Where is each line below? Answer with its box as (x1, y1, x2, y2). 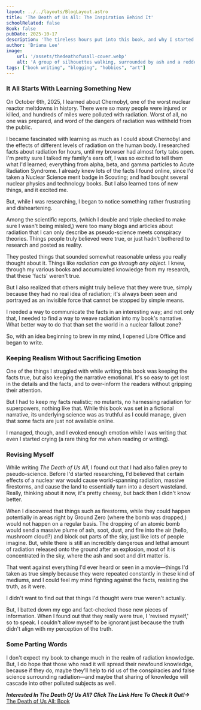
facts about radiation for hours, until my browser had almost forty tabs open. (6, 148, 195, 155)
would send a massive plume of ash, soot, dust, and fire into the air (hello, (6, 526, 188, 534)
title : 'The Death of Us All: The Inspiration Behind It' (6, 14, 154, 20)
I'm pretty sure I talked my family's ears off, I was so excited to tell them (6, 154, 184, 161)
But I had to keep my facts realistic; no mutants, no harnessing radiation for (6, 398, 191, 405)
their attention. (6, 387, 42, 394)
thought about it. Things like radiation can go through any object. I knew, (6, 259, 186, 266)
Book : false (6, 25, 36, 32)
